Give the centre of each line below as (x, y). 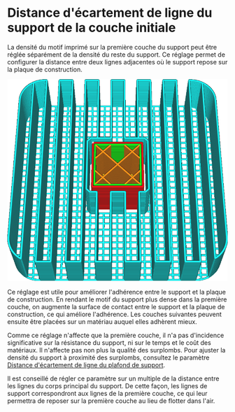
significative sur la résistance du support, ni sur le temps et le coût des (109, 342)
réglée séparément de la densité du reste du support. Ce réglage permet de (116, 55)
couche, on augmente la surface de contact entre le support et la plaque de (116, 306)
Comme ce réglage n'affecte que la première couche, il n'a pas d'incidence (116, 335)
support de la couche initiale (92, 28)
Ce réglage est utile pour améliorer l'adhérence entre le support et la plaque (116, 292)
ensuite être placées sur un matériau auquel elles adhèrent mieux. (102, 321)
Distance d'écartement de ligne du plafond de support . (86, 364)
